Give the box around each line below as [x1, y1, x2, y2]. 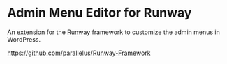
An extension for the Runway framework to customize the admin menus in [7, 28, 220, 36]
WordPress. [7, 35, 41, 43]
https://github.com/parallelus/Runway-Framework [7, 49, 152, 57]
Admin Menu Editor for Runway [7, 5, 192, 21]
